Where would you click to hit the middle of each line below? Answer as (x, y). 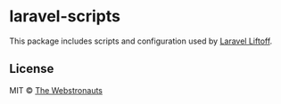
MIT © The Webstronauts (56, 90)
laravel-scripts (65, 16)
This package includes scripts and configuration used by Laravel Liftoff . (141, 41)
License (32, 69)
